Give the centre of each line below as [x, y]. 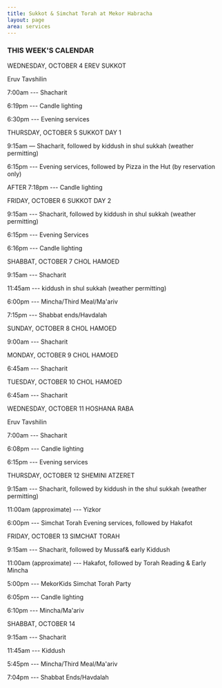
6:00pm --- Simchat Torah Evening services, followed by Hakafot [100, 522]
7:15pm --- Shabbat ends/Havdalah [57, 315]
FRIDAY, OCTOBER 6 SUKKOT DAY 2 [59, 200]
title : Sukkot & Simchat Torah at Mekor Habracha [80, 13]
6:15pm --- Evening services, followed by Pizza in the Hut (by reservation [111, 166]
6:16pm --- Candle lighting [45, 248]
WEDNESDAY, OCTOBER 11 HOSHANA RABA [71, 409]
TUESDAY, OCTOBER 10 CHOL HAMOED [65, 382]
